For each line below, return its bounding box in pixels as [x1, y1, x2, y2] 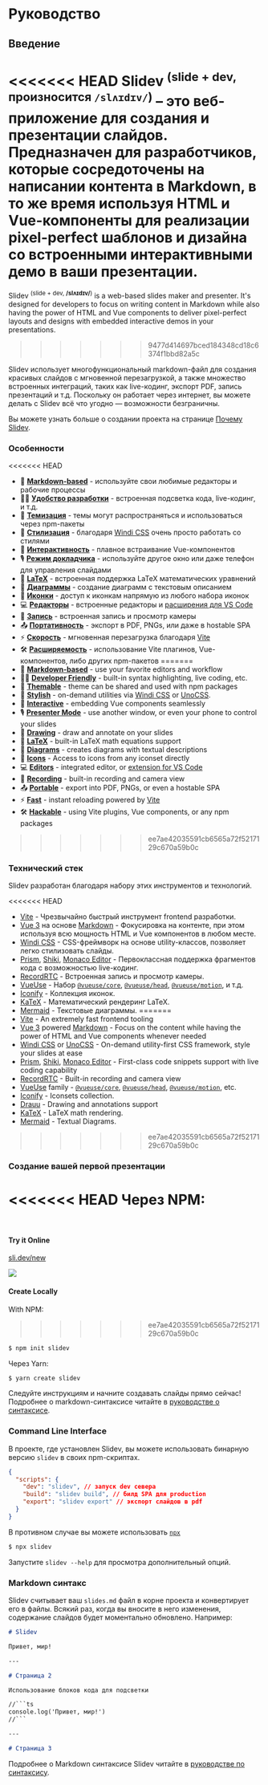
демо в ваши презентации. [8, 262, 198, 281]
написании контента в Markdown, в [8, 177, 257, 196]
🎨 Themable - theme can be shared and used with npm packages [19, 681, 238, 691]
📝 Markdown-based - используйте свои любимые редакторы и [19, 477, 238, 486]
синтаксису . [8, 1767, 50, 1777]
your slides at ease [19, 1048, 83, 1058]
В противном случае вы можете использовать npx [8, 1527, 181, 1537]
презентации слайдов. [8, 126, 168, 144]
